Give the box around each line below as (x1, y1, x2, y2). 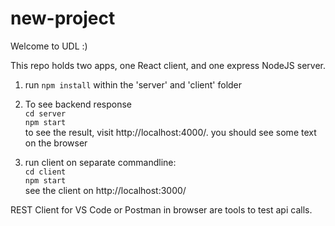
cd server (24, 108, 67, 119)
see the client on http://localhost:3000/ (24, 184, 187, 196)
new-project (10, 7, 116, 30)
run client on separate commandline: (24, 156, 177, 168)
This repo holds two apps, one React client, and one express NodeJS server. (10, 59, 326, 71)
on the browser (24, 137, 88, 149)
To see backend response (24, 98, 132, 110)
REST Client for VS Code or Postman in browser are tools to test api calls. (10, 203, 313, 216)
